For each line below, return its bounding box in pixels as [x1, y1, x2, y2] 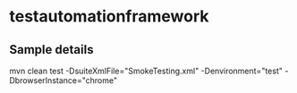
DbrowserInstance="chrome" [9, 75, 118, 86]
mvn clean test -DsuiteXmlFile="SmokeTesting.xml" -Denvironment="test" [9, 65, 284, 76]
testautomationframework [9, 6, 209, 27]
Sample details [9, 42, 94, 57]
